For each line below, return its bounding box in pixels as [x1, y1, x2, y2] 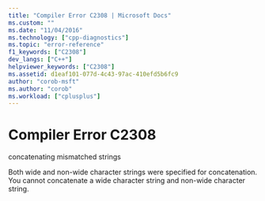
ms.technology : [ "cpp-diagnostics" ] [8, 33, 129, 42]
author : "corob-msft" [8, 77, 80, 85]
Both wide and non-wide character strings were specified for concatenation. [8, 167, 258, 177]
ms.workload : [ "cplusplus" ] [8, 92, 101, 100]
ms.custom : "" [8, 19, 55, 27]
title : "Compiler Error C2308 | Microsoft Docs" [8, 11, 172, 20]
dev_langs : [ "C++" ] [8, 56, 73, 64]
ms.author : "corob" [8, 84, 73, 93]
